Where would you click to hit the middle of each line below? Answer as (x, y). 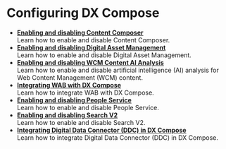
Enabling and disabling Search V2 (67, 115)
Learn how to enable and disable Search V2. (81, 122)
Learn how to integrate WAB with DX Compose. (85, 93)
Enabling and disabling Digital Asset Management (91, 47)
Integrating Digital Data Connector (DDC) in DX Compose (102, 130)
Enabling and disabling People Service (74, 100)
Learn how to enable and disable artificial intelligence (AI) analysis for (118, 70)
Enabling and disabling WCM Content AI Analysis (90, 62)
